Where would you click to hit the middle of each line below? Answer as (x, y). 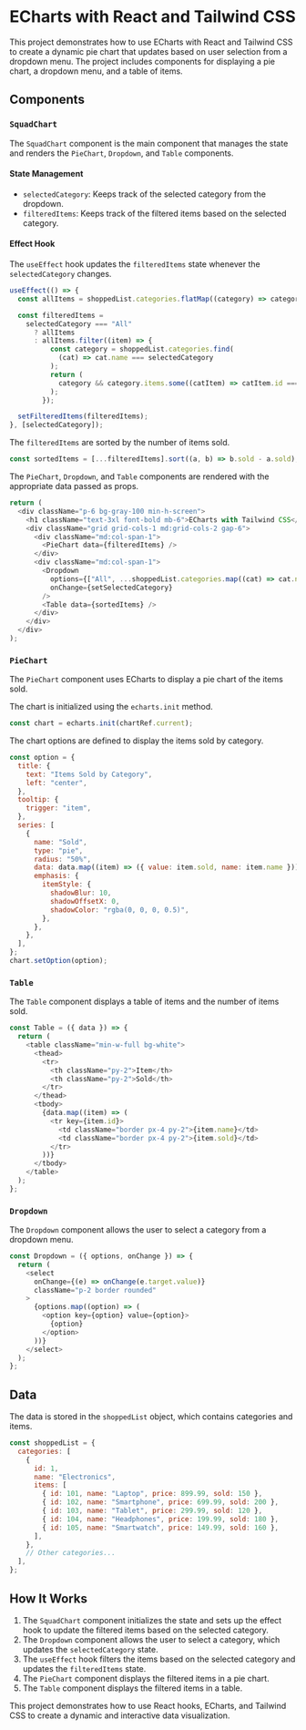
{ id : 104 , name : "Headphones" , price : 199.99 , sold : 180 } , (161, 1519)
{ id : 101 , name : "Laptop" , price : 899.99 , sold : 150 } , (153, 1494)
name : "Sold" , (61, 842)
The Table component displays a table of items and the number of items (144, 1002)
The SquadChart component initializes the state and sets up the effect (152, 1620)
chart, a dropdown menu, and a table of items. (97, 71)
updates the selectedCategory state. (91, 1649)
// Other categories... (71, 1553)
